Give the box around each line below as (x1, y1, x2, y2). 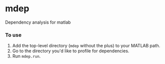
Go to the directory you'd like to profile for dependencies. (12, 48, 129, 54)
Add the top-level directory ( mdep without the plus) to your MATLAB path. (12, 43, 161, 49)
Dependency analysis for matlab (5, 19, 71, 25)
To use (5, 32, 22, 38)
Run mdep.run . (12, 53, 41, 59)
